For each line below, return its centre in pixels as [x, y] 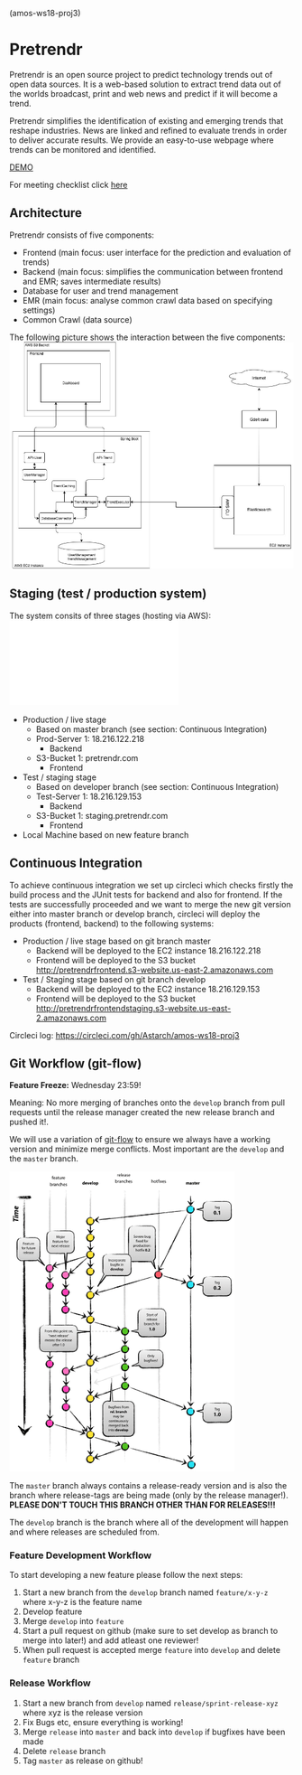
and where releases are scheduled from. [84, 1532]
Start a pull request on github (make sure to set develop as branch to [150, 1631]
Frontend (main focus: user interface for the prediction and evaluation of [156, 252]
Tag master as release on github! [82, 1761]
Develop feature [52, 1611]
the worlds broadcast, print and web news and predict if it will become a [143, 93]
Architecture [46, 213]
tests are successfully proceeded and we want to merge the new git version [150, 904]
